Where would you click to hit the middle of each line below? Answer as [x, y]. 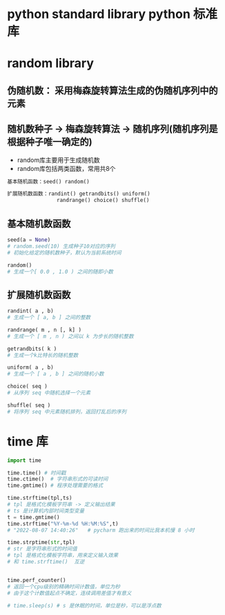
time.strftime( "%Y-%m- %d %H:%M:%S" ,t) [63, 524]
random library [51, 63]
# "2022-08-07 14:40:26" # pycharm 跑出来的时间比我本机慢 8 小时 [101, 530]
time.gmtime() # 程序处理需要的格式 [55, 486]
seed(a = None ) [29, 240]
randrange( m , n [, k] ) [44, 330]
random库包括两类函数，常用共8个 [66, 168]
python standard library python [99, 14]
